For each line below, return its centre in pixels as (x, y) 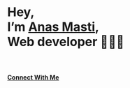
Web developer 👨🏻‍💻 (66, 42)
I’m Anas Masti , (53, 27)
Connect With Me (33, 77)
